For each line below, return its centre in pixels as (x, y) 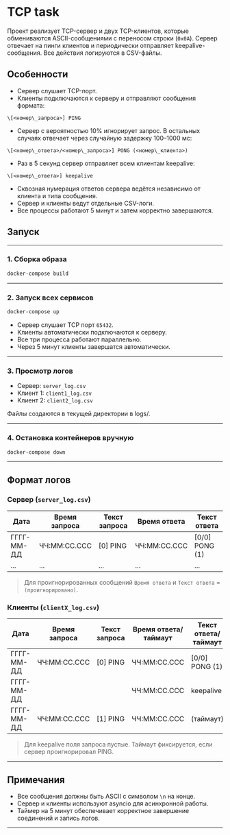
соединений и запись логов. (59, 818)
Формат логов (39, 480)
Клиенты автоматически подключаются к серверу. (92, 332)
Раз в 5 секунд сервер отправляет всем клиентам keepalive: (106, 163)
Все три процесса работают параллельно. (79, 339)
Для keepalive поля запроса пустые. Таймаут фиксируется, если (118, 745)
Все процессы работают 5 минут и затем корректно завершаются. (115, 210)
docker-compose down (37, 452)
